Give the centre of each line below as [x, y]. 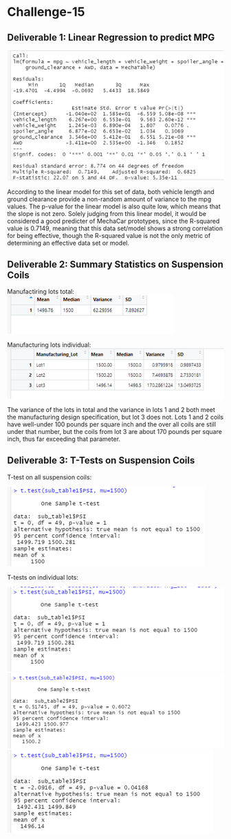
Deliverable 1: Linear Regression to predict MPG [111, 37]
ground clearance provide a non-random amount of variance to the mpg [109, 199]
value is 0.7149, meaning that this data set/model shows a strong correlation [115, 228]
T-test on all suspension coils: [49, 477]
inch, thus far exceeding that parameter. [64, 439]
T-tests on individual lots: [43, 577]
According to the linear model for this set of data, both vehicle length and [111, 192]
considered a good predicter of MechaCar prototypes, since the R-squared [113, 221]
